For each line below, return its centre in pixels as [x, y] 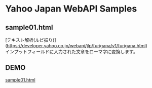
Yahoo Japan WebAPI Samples [71, 9]
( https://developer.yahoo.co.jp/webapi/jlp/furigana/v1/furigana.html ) [77, 46]
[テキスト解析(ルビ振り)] [31, 40]
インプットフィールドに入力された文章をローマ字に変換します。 [71, 52]
